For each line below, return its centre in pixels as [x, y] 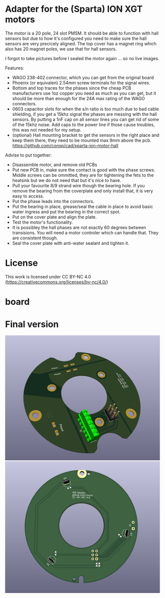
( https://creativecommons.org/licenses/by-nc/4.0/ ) [57, 282]
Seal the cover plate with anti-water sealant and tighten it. [70, 243]
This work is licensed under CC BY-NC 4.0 [48, 276]
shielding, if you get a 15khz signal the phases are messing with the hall [84, 114]
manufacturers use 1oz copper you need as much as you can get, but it [84, 93]
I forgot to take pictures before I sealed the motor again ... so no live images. [82, 58]
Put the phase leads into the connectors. [53, 201]
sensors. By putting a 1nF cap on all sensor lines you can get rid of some [85, 119]
